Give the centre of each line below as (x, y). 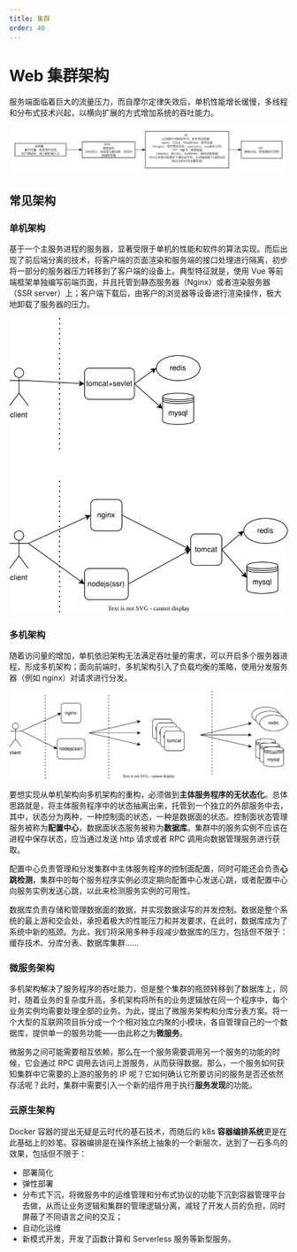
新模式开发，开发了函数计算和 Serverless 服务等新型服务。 (129, 1239)
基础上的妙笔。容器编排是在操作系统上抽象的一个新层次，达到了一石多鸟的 (152, 1142)
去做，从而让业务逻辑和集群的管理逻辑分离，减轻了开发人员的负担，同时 (153, 1205)
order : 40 (27, 28)
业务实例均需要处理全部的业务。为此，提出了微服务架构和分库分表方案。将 (145, 1011)
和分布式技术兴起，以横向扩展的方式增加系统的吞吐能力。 (114, 113)
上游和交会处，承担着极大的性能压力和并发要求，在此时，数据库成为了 (160, 920)
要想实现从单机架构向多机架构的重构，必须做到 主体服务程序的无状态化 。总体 (148, 794)
